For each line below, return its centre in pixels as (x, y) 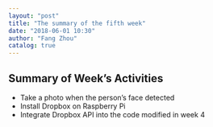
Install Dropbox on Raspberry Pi (73, 106)
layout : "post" (34, 16)
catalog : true (32, 46)
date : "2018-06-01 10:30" (52, 31)
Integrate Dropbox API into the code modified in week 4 (113, 114)
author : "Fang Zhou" (43, 38)
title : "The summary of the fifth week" (77, 23)
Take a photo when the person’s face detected (97, 97)
